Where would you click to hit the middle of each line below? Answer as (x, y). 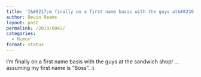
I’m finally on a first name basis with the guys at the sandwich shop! (90, 61)
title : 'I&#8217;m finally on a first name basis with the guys (88, 12)
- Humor (21, 39)
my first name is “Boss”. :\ (63, 68)
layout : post (22, 23)
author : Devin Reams (32, 17)
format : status (25, 45)
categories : (21, 34)
